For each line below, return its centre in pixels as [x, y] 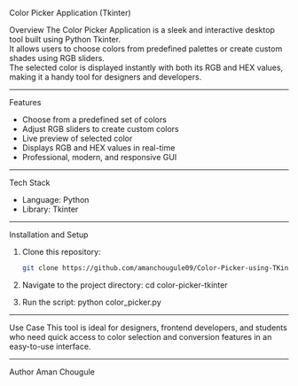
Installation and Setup [49, 235]
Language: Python [55, 200]
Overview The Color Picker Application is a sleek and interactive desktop [142, 30]
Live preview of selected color [77, 138]
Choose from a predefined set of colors [94, 120]
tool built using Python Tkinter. [65, 39]
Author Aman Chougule [52, 372]
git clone [40, 268]
